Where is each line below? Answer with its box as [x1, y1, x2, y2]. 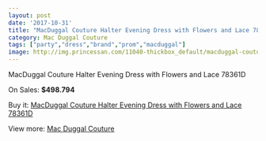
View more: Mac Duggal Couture [8, 124, 115, 133]
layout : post [8, 11, 51, 20]
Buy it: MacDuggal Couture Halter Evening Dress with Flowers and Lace [8, 100, 242, 109]
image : [8, 48, 30, 56]
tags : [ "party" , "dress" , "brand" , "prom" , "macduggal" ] [8, 41, 186, 49]
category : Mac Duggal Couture [8, 33, 108, 42]
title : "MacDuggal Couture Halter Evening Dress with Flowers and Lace [8, 26, 249, 34]
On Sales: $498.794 [8, 85, 75, 95]
